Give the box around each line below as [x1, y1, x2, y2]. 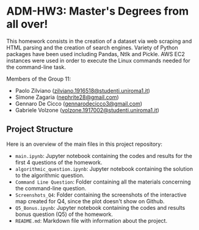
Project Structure [6, 124, 73, 135]
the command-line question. [15, 184, 87, 192]
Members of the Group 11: [6, 75, 71, 82]
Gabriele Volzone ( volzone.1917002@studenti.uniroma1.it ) [15, 106, 160, 113]
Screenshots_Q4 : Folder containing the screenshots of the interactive [15, 191, 187, 198]
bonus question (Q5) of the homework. [15, 210, 113, 218]
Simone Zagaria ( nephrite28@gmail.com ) [15, 93, 119, 101]
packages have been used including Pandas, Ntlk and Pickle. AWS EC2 [6, 50, 185, 57]
